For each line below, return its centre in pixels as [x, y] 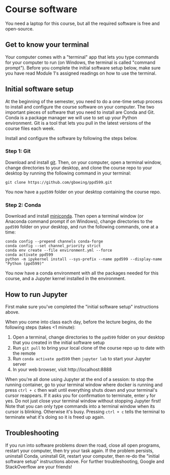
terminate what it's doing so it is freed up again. [55, 417]
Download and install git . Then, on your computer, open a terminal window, [83, 162]
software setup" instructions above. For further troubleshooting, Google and [85, 461]
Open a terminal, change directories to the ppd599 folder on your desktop [89, 337]
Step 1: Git [18, 151]
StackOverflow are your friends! [39, 467]
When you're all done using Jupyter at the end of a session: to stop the [79, 379]
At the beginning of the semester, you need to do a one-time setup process [84, 101]
